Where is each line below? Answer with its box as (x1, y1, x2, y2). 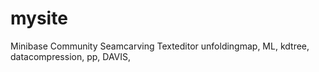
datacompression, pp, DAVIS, (10, 50, 132, 62)
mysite (10, 7, 68, 30)
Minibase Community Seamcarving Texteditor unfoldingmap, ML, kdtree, (10, 40, 310, 52)
